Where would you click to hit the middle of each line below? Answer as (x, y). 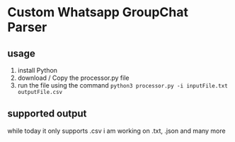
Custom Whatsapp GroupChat (98, 12)
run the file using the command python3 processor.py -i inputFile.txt (122, 85)
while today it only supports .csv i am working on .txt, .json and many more (116, 131)
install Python (38, 70)
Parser (27, 27)
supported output (47, 114)
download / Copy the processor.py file (73, 78)
